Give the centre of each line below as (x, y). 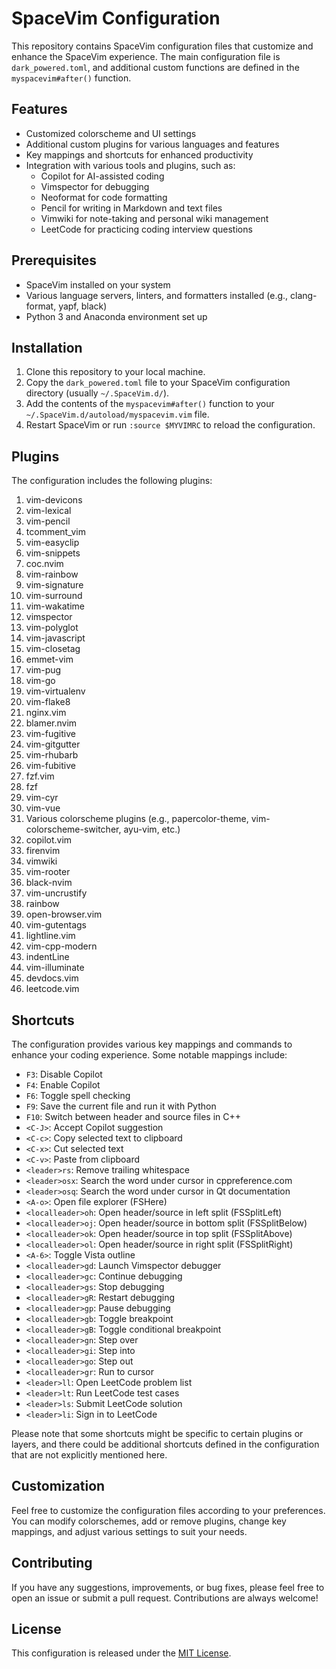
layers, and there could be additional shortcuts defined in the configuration (165, 1444)
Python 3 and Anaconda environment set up (116, 316)
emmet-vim (49, 659)
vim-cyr (42, 798)
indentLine (47, 957)
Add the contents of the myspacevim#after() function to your (150, 404)
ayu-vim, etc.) (152, 829)
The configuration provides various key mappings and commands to (152, 1044)
